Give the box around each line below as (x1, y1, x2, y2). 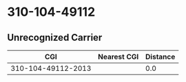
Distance (145, 52, 176, 61)
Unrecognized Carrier (7, 32, 103, 43)
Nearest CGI (97, 52, 139, 61)
